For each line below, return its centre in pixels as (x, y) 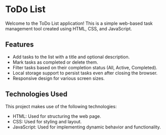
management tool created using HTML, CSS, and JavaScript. (69, 28)
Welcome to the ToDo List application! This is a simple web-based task (79, 23)
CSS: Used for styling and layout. (47, 121)
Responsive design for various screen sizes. (58, 78)
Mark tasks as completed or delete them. (55, 62)
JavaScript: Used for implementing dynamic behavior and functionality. (87, 127)
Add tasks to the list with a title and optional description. (71, 57)
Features (19, 45)
